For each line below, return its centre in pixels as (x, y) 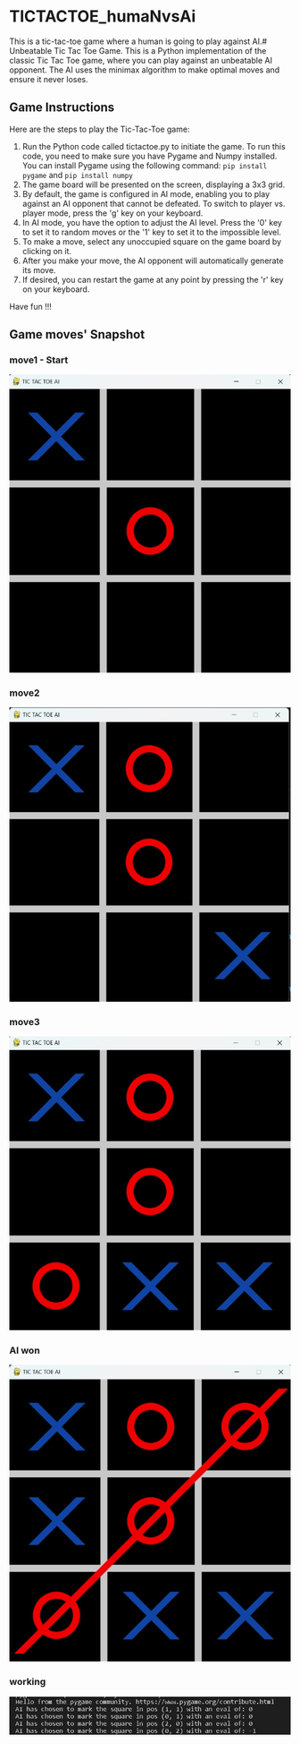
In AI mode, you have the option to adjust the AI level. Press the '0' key (152, 222)
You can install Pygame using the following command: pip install (145, 165)
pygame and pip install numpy (78, 175)
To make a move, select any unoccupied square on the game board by (152, 241)
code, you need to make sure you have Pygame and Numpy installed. (150, 156)
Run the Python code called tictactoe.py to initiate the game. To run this (154, 146)
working (28, 1682)
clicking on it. (47, 251)
